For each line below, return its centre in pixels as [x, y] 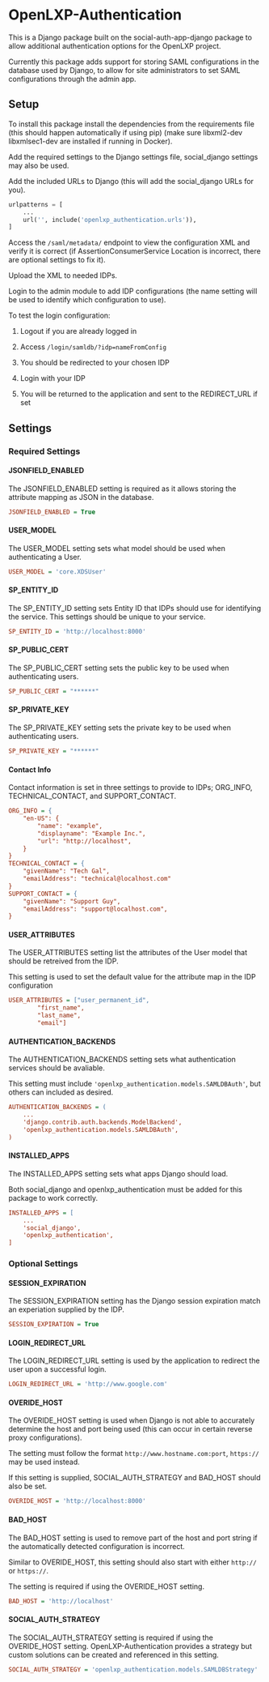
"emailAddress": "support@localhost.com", [95, 909]
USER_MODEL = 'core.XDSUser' [57, 572]
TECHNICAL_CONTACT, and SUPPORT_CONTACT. [92, 796]
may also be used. [39, 165]
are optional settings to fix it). [57, 260]
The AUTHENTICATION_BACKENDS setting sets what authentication [122, 1060]
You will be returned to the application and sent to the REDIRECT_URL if [139, 394]
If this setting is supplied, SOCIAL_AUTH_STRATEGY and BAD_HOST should [134, 1478]
